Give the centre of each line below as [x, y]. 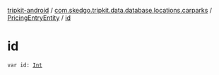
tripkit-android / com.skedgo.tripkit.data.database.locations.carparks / [110, 10]
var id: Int [25, 65]
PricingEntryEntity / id [39, 18]
